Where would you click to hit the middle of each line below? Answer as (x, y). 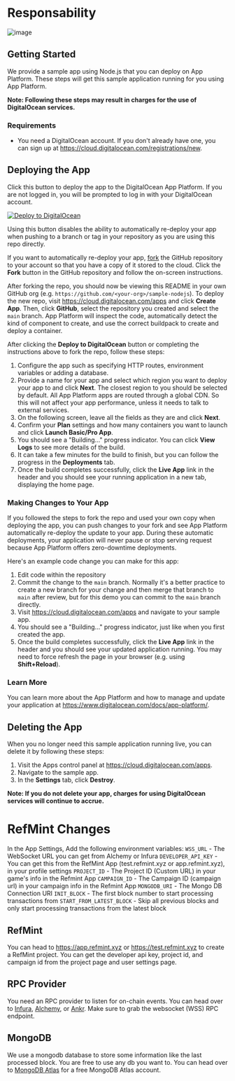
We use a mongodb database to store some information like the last (105, 1055)
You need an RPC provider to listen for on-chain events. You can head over (115, 1001)
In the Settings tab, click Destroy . (66, 780)
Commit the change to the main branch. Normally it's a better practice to (121, 583)
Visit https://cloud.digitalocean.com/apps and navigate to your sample (119, 612)
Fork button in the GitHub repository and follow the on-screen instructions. (115, 272)
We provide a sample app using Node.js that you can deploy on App (105, 71)
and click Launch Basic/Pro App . (65, 432)
